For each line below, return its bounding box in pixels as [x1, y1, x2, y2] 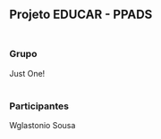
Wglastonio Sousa [9, 119, 76, 130]
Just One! [9, 68, 46, 78]
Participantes [9, 100, 70, 112]
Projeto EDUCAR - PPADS [9, 7, 153, 22]
